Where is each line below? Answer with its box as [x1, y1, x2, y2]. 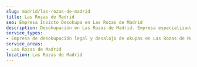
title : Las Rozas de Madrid [6, 14, 75, 20]
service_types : [6, 30, 43, 36]
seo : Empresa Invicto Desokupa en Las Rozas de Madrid [6, 19, 143, 25]
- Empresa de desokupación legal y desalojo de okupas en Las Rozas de [6, 36, 185, 41]
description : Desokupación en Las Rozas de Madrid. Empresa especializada [6, 24, 193, 31]
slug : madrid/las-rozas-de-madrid [6, 8, 91, 15]
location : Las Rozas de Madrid [6, 52, 83, 58]
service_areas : [6, 41, 43, 47]
